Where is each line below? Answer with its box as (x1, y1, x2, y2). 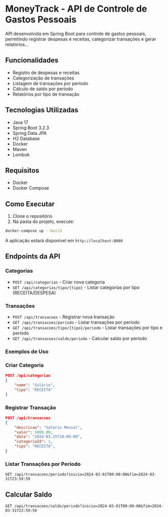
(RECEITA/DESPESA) (12, 289, 57, 296)
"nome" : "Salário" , (14, 383, 55, 388)
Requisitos (5, 166, 39, 175)
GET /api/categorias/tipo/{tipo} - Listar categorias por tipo (12, 284, 140, 290)
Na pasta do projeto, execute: (12, 218, 75, 225)
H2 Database (12, 135, 40, 141)
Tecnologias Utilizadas (5, 106, 79, 115)
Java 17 (12, 119, 29, 125)
